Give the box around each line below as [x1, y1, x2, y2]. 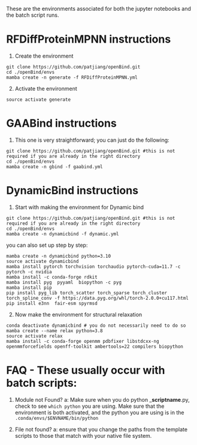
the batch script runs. [6, 11, 59, 19]
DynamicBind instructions [6, 184, 139, 198]
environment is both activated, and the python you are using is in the [14, 408, 184, 416]
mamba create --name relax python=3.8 [6, 327, 103, 334]
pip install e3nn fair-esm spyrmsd [6, 300, 98, 306]
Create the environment [14, 52, 74, 59]
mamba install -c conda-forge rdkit [6, 274, 98, 280]
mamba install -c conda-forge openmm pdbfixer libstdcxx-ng [6, 338, 160, 344]
